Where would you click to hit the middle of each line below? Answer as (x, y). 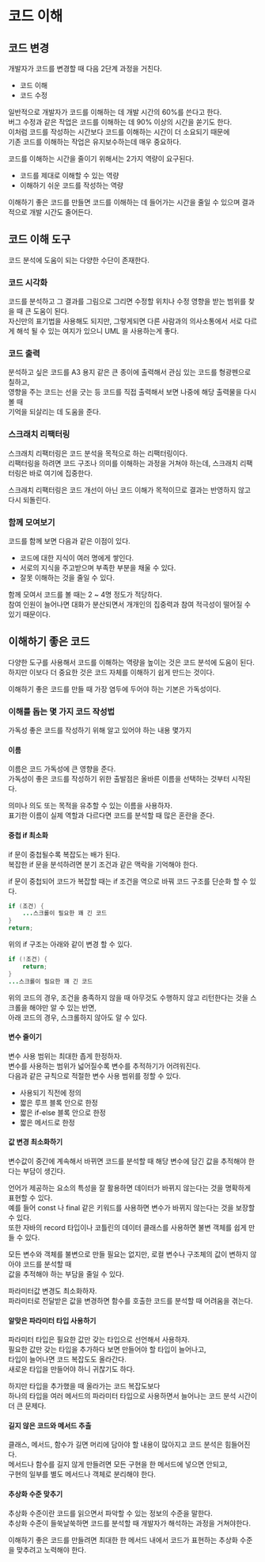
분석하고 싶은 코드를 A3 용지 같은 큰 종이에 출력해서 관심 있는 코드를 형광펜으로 (130, 372)
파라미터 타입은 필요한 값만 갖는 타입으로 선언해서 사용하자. (99, 1339)
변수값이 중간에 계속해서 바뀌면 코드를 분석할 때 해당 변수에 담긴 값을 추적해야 (127, 1161)
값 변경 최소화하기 (36, 1142)
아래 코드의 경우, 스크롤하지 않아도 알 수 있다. (78, 1017)
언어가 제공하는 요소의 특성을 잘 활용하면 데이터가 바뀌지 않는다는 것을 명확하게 (130, 1188)
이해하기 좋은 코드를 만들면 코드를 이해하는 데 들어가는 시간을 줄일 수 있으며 (124, 202)
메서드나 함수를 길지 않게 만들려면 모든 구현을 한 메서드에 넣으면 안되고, (118, 1465)
